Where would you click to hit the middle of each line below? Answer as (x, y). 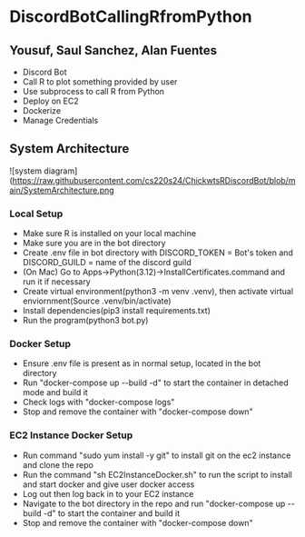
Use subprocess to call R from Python (93, 91)
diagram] (61, 171)
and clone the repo (58, 464)
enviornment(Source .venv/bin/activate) (97, 301)
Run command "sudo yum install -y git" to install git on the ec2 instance (157, 455)
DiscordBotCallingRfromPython (131, 17)
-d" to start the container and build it (112, 513)
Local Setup (36, 214)
